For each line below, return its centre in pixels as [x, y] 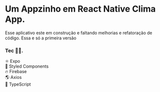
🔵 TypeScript [18, 84]
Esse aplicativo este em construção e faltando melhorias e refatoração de [79, 33]
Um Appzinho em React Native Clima [80, 9]
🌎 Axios [13, 77]
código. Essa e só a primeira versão [41, 38]
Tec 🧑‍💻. [14, 51]
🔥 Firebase [16, 72]
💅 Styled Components [27, 66]
